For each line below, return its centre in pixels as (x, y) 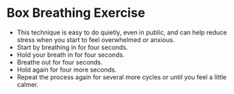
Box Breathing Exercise (76, 13)
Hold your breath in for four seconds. (70, 55)
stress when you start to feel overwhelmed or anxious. (96, 39)
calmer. (28, 84)
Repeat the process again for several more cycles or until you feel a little (122, 77)
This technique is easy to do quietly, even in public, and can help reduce (122, 32)
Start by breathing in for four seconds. (72, 47)
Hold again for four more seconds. (67, 69)
